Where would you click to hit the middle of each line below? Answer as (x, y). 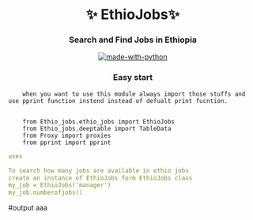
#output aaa (28, 208)
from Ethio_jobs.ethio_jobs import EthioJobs (99, 121)
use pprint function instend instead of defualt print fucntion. (118, 101)
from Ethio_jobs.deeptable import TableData (97, 128)
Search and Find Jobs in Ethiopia (133, 40)
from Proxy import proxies (67, 135)
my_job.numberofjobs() (45, 193)
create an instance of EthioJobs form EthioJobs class (100, 178)
